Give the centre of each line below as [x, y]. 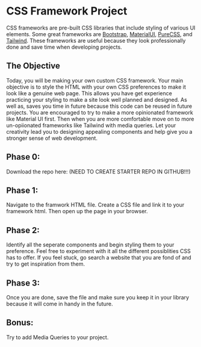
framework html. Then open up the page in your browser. [77, 211]
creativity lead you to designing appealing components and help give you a [99, 131]
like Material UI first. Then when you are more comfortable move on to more [100, 119]
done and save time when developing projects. [64, 47]
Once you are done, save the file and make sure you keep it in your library [98, 297]
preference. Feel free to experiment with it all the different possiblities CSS [98, 251]
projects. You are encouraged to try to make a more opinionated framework [100, 112]
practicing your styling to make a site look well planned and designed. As [97, 99]
